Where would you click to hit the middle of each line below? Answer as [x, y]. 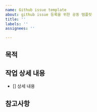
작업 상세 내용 [25, 73]
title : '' [16, 19]
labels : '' [17, 24]
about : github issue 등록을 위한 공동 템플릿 [49, 15]
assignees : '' [20, 29]
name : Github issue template [36, 10]
